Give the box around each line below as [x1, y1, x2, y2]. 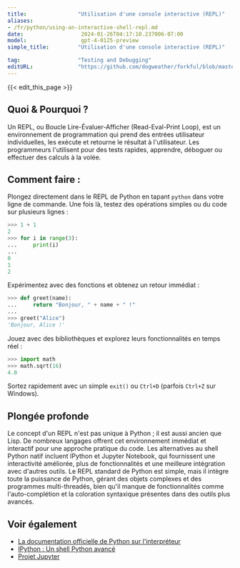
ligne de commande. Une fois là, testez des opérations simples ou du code [7, 200, 227, 209]
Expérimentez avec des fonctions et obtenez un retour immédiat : [7, 281, 200, 289]
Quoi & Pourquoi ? [7, 104, 89, 116]
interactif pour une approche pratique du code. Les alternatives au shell [7, 444, 219, 453]
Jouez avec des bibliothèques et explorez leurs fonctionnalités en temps [7, 334, 221, 343]
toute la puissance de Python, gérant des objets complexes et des [7, 474, 202, 483]
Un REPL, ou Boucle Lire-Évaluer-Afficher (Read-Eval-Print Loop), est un [7, 122, 221, 131]
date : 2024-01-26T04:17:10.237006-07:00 [7, 30, 184, 38]
